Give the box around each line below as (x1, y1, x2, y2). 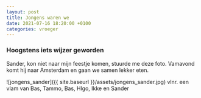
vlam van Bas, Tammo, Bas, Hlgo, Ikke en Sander (6, 85, 129, 92)
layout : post (6, 9, 40, 15)
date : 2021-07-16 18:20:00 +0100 (6, 20, 91, 26)
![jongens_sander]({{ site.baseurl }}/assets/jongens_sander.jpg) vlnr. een (6, 78, 189, 85)
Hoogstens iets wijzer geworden (6, 46, 104, 55)
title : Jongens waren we (6, 15, 69, 21)
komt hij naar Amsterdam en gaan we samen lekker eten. (6, 66, 149, 74)
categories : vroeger (6, 26, 59, 32)
